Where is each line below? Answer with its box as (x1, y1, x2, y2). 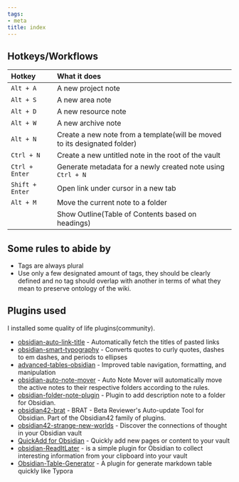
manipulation (17, 368, 56, 376)
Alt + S (11, 96, 37, 104)
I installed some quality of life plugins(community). (7, 323, 155, 332)
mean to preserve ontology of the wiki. (17, 284, 132, 293)
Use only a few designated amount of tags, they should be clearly (17, 269, 211, 277)
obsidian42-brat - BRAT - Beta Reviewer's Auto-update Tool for (17, 406, 204, 414)
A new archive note (56, 119, 122, 129)
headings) (56, 219, 91, 229)
